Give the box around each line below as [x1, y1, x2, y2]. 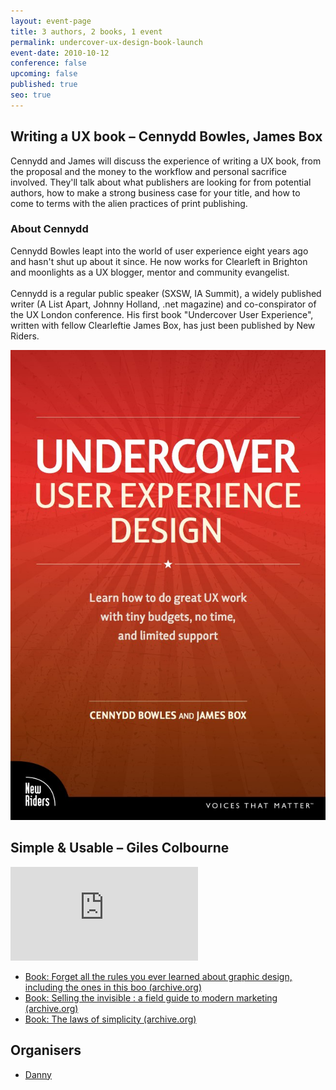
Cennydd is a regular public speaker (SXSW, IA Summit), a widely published [10, 287, 322, 299]
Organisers [10, 1042, 82, 1059]
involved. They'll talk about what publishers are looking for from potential [10, 176, 312, 188]
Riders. [10, 330, 40, 342]
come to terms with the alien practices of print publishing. [10, 197, 248, 209]
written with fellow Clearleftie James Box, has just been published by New [10, 319, 316, 331]
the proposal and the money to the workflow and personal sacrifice [10, 165, 288, 177]
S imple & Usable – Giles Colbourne [10, 840, 230, 857]
